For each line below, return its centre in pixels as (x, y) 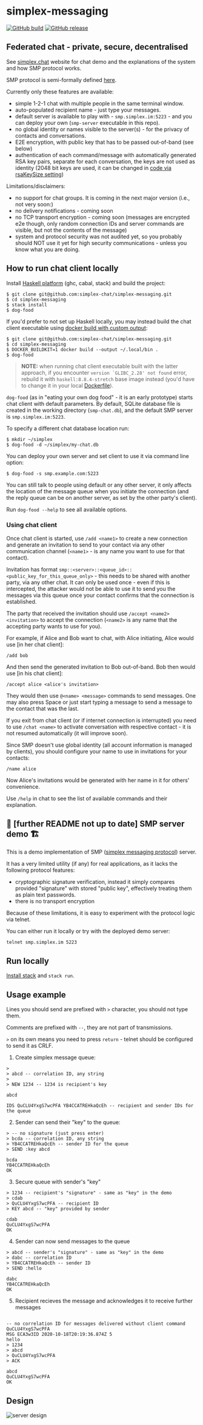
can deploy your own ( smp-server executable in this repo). (88, 123)
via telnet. (19, 919)
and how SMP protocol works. (44, 68)
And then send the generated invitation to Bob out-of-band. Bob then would (101, 667)
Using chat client (32, 525)
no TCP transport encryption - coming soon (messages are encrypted (102, 217)
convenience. (23, 786)
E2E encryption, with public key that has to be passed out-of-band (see (104, 142)
